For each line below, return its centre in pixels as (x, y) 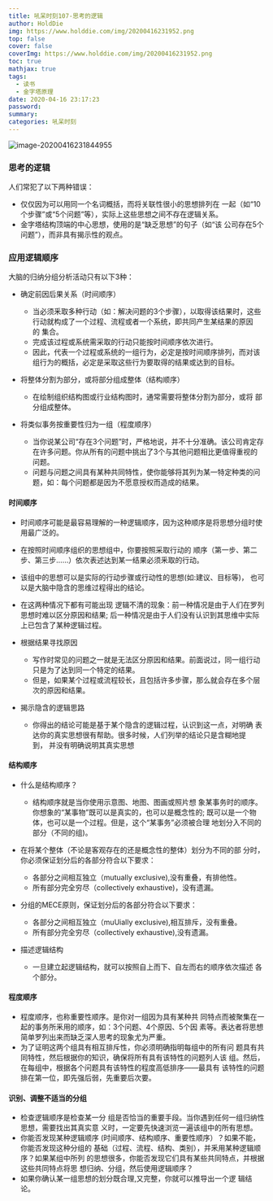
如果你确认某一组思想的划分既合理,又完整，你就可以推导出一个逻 (128, 1179)
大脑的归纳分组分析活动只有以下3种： (71, 277)
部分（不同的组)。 (62, 832)
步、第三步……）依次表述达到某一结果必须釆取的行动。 (112, 560)
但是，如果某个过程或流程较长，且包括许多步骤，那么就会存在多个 (143, 679)
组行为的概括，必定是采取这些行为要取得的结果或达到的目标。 (136, 362)
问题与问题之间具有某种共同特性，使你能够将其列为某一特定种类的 (143, 472)
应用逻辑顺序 (34, 258)
